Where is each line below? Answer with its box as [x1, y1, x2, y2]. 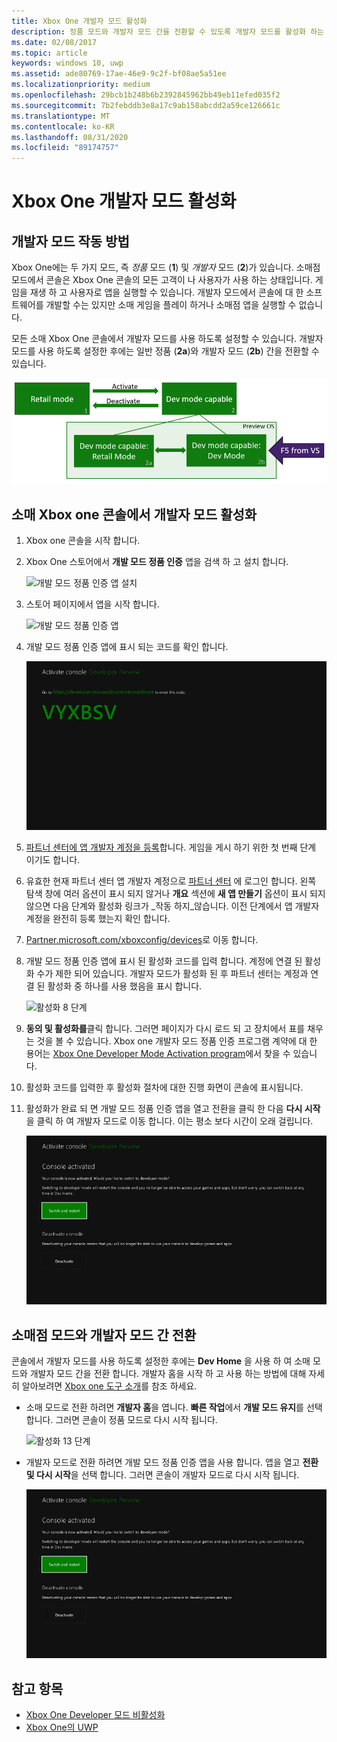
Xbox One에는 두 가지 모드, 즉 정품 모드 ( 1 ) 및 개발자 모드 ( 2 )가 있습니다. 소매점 [11, 261, 321, 274]
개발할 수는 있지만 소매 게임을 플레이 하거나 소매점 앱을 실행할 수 [45, 299, 297, 311]
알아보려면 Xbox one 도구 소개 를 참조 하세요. [21, 1380, 198, 1392]
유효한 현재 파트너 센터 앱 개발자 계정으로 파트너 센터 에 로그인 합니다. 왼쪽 [25, 875, 317, 887]
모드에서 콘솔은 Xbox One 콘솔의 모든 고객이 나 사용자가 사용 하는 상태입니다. [11, 274, 313, 286]
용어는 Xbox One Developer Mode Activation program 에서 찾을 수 [25, 1048, 291, 1060]
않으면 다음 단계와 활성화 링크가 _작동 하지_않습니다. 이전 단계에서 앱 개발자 [25, 900, 320, 912]
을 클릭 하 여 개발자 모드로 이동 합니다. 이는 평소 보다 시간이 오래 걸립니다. [25, 1115, 314, 1127]
